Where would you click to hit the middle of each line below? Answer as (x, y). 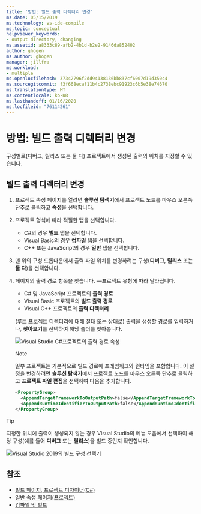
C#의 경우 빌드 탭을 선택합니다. (60, 233)
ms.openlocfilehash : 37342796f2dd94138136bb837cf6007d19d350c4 (87, 79)
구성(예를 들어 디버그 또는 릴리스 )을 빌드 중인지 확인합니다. (81, 440)
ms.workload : (22, 68)
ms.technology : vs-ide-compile (45, 23)
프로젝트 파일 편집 (42, 381)
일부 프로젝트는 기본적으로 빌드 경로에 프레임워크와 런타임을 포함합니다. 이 (101, 366)
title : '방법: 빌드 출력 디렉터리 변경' (50, 12)
